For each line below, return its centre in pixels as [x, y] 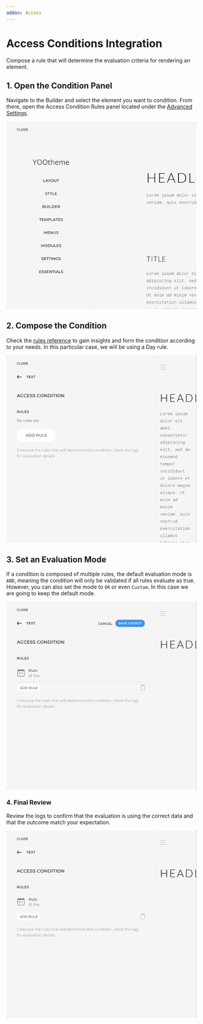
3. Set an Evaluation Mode [56, 559]
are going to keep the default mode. [51, 593]
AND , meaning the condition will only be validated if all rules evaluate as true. [101, 581]
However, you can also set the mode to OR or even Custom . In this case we [97, 587]
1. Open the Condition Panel [60, 86]
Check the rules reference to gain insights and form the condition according [101, 340]
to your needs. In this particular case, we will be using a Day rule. [87, 347]
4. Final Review [29, 802]
